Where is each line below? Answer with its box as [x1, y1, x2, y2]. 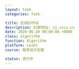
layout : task [5, 7, 32, 12]
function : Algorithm [5, 38, 47, 44]
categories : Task [5, 12, 40, 17]
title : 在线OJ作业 [5, 20, 40, 25]
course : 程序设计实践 [5, 47, 45, 52]
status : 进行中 [5, 56, 33, 61]
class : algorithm [5, 34, 40, 39]
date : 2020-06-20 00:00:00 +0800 [5, 30, 73, 34]
